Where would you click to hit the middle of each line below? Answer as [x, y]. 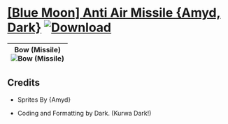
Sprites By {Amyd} [44, 100]
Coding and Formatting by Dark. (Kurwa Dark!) [84, 113]
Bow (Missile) [37, 49]
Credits [24, 83]
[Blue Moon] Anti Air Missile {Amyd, [114, 13]
